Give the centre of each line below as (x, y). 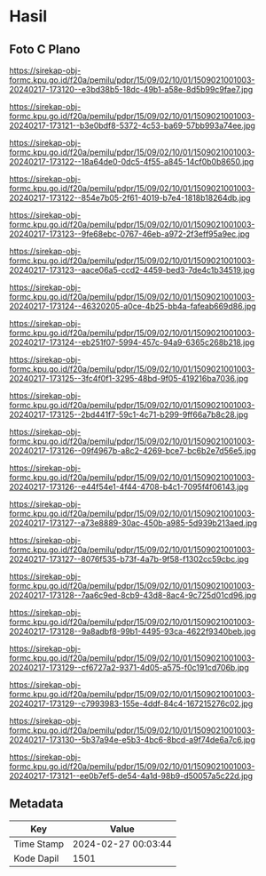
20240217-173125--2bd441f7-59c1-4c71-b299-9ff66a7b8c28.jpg (129, 414)
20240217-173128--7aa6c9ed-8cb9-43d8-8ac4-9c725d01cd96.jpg (133, 595)
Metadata (36, 804)
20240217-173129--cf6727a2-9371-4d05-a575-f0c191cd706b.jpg (129, 667)
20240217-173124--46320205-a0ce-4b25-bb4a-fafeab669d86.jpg (133, 306)
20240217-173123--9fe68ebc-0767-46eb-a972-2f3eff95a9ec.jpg (129, 234)
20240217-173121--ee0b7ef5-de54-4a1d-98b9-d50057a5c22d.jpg (131, 776)
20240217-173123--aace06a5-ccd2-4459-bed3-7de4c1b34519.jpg (132, 270)
